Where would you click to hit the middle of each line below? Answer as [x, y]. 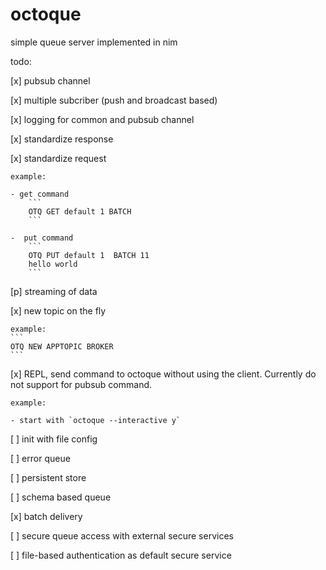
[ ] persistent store [48, 477]
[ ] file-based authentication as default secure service [121, 555]
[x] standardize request [58, 158]
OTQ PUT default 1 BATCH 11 [89, 255]
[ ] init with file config [54, 439]
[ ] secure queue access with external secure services [122, 535]
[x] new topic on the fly [58, 310]
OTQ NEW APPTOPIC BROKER [62, 346]
